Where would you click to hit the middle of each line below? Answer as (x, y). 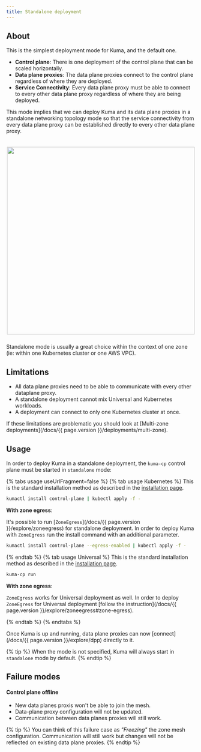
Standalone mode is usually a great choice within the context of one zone (97, 347)
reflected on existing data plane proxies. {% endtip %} (73, 742)
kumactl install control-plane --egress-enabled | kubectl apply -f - (96, 546)
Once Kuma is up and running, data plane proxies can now (79, 633)
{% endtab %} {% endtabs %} (43, 622)
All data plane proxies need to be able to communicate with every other (103, 387)
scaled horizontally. (39, 68)
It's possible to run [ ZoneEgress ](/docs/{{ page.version (73, 522)
